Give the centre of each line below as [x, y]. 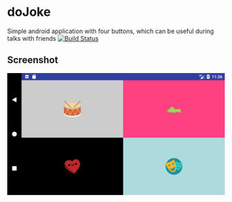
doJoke [29, 12]
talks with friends [32, 38]
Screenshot [33, 60]
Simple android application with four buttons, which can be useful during [110, 31]
